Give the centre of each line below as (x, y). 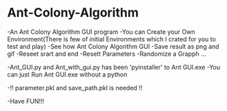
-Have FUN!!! (26, 101)
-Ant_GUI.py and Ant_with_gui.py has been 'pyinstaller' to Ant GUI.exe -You (114, 67)
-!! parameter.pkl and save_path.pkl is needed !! (75, 88)
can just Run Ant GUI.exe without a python (67, 74)
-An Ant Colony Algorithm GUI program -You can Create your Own (101, 32)
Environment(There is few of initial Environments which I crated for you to (111, 39)
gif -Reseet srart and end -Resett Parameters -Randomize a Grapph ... (107, 54)
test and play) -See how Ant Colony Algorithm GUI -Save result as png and (113, 46)
